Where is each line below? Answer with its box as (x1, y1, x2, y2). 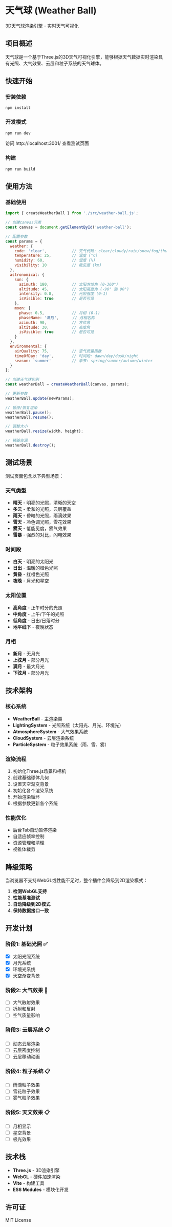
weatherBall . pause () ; (5, 410, 52, 415)
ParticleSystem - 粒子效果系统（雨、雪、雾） (12, 741, 109, 748)
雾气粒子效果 (12, 1095, 40, 1101)
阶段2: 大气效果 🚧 (5, 987, 48, 994)
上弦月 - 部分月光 (12, 657, 50, 663)
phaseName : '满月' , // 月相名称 (18, 315, 95, 320)
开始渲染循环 (12, 793, 40, 800)
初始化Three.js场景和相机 (12, 768, 67, 774)
